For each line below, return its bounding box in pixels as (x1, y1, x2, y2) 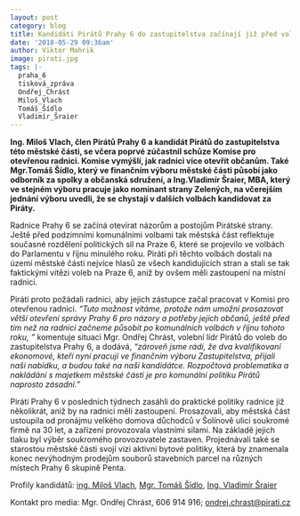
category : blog (10, 21, 67, 30)
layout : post (10, 12, 59, 22)
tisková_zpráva (18, 79, 75, 88)
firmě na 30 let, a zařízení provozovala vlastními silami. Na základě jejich (10, 424, 275, 436)
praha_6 (18, 71, 47, 80)
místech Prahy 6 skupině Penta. (10, 463, 126, 473)
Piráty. (10, 203, 36, 214)
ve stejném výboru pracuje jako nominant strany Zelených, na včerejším (10, 184, 283, 195)
